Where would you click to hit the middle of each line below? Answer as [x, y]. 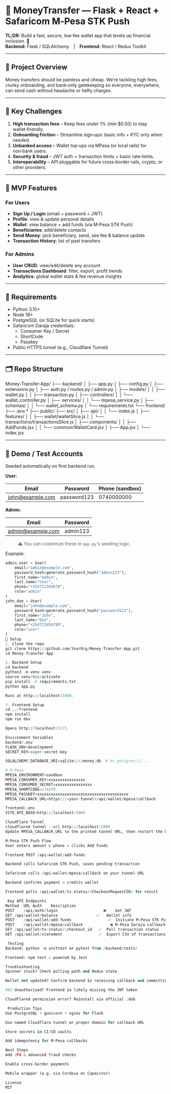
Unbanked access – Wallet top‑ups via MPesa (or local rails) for [79, 145]
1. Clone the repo [25, 644]
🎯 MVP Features [31, 188]
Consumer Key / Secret [45, 331]
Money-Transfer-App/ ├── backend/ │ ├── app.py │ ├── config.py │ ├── [84, 384]
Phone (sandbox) [120, 488]
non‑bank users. [30, 151]
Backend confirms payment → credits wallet [52, 883]
